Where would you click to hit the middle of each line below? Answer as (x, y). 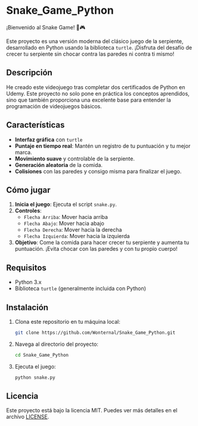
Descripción (29, 73)
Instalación (27, 307)
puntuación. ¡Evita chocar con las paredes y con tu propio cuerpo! (96, 249)
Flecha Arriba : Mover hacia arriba (66, 217)
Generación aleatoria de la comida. (59, 165)
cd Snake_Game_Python (41, 355)
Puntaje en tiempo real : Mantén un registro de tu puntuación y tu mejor (103, 146)
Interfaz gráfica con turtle (49, 139)
